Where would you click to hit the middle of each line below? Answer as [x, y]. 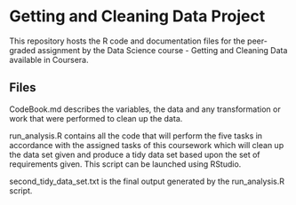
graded [23, 50]
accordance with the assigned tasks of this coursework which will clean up [147, 145]
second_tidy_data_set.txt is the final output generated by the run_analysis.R [147, 181]
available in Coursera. [49, 59]
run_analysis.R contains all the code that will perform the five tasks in [136, 136]
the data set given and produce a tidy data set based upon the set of [135, 154]
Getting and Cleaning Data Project [137, 16]
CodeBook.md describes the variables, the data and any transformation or [145, 109]
